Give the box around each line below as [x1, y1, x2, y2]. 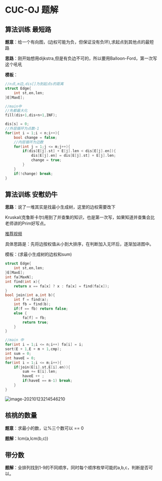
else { [14, 311, 27, 315]
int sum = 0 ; [5, 351, 32, 356]
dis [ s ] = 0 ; [5, 122, 29, 127]
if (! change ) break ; [14, 171, 53, 176]
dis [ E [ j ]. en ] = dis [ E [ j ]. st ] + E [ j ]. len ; [31, 153, 116, 158]
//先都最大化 [5, 108, 28, 113]
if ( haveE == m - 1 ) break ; [22, 378, 73, 383]
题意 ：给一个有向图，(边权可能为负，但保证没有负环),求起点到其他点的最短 [5, 39, 154, 45]
